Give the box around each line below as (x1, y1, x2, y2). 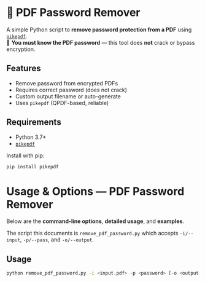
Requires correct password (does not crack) (15, 86, 128, 93)
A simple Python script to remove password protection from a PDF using (6, 26, 192, 33)
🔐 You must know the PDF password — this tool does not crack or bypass (6, 39, 195, 46)
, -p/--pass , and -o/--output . (20, 236, 94, 243)
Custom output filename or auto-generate (15, 92, 121, 100)
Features (6, 63, 41, 74)
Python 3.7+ (15, 133, 47, 141)
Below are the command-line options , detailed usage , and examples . (6, 217, 185, 225)
